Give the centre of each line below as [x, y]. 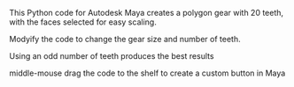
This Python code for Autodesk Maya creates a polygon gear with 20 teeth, [147, 13]
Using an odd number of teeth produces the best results [112, 56]
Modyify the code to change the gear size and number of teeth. [125, 39]
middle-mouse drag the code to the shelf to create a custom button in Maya [147, 73]
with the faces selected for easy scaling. [83, 22]
